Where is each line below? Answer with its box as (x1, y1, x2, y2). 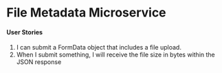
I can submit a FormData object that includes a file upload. (16, 43, 181, 52)
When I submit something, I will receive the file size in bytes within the (16, 50, 216, 59)
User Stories (6, 28, 43, 36)
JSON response (16, 58, 62, 66)
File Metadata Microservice (6, 5, 166, 21)
